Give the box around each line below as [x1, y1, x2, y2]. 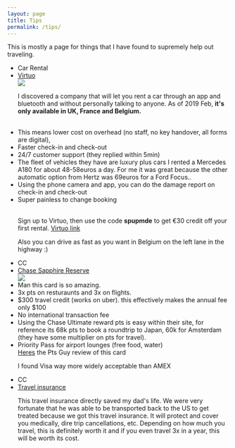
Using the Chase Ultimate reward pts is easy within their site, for [17, 318, 204, 327]
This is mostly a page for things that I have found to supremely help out [7, 43, 214, 51]
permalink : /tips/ [7, 23, 61, 30]
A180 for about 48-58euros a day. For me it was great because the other [17, 166, 228, 174]
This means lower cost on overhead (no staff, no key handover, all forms [17, 128, 227, 137]
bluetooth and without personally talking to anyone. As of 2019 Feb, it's [17, 99, 225, 108]
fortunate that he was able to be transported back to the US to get [17, 404, 209, 413]
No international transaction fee [17, 311, 110, 319]
